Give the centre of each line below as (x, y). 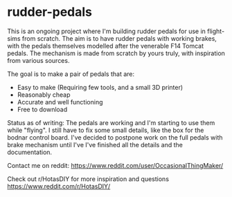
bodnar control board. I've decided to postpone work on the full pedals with (115, 137)
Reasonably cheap (44, 95)
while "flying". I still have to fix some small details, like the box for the (106, 130)
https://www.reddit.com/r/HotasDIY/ (59, 186)
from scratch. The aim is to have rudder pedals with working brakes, (119, 38)
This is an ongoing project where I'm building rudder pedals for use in (107, 31)
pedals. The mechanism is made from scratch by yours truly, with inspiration (116, 53)
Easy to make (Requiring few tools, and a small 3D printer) (100, 87)
